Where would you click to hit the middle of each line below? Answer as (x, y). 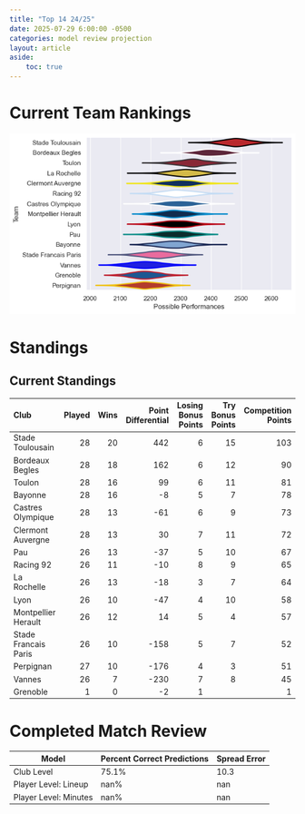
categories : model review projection (81, 38)
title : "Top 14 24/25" (52, 19)
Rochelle (30, 587)
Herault (27, 622)
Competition (268, 410)
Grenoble (30, 691)
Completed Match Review (108, 731)
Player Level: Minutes (53, 797)
